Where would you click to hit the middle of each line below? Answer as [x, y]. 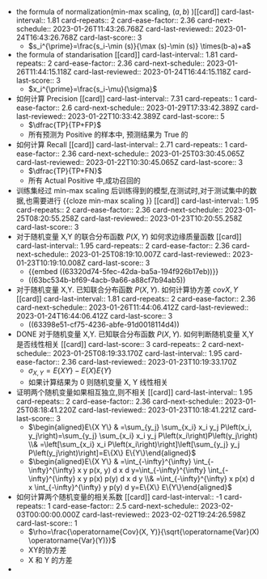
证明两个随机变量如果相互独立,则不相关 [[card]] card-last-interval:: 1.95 [134, 392]
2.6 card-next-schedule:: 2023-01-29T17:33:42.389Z [150, 108]
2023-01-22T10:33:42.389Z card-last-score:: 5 [146, 116]
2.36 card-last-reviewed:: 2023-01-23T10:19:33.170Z [149, 362]
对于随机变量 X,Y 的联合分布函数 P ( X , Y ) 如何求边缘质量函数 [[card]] [129, 237]
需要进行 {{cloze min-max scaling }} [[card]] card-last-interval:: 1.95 [145, 201]
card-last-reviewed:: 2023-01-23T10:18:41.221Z [157, 410]
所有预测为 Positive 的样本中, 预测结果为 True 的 [108, 134]
